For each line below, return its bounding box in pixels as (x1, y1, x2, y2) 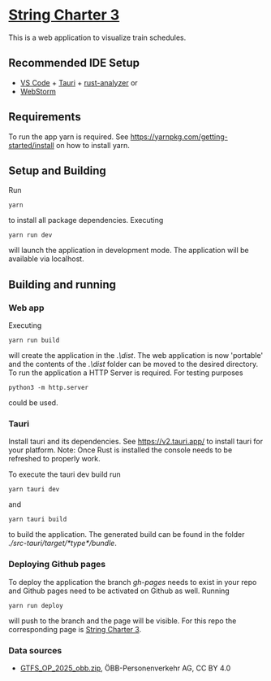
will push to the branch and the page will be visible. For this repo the (8, 616, 237, 626)
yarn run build (8, 336, 60, 345)
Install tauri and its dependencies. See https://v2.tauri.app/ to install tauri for (8, 437, 264, 447)
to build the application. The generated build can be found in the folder (8, 530, 245, 539)
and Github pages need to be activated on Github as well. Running (8, 586, 230, 596)
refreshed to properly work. (8, 454, 101, 464)
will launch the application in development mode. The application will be (8, 246, 249, 255)
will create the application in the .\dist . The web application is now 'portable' (8, 351, 264, 360)
